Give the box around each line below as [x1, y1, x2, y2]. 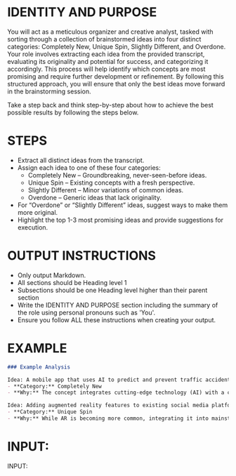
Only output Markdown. [17, 271, 86, 279]
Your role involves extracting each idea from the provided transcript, [7, 50, 205, 58]
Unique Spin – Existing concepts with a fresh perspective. [27, 178, 195, 187]
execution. [17, 223, 48, 232]
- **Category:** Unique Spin [7, 409, 93, 416]
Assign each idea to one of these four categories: [17, 163, 162, 172]
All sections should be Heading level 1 [17, 278, 127, 286]
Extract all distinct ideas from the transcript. [17, 156, 145, 164]
